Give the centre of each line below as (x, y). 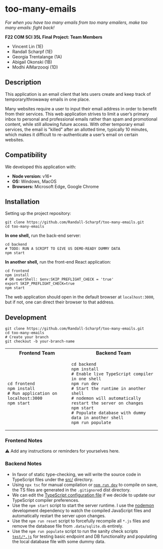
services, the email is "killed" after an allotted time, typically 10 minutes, (77, 129)
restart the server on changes (107, 403)
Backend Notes (24, 464)
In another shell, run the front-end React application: (58, 262)
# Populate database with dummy (108, 413)
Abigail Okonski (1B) (32, 62)
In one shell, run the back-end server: (43, 236)
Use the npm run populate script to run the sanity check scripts (75, 531)
